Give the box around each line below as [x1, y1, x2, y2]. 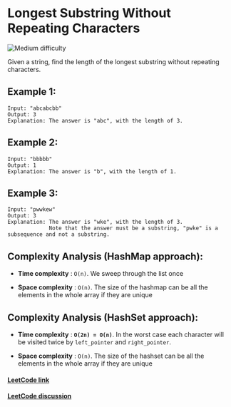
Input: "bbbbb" [7, 155, 53, 163]
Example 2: [7, 137, 58, 149]
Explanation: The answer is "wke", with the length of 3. [7, 219, 183, 226]
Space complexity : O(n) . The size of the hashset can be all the [17, 351, 205, 360]
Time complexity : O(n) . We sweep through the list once [17, 269, 184, 278]
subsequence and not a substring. [7, 231, 111, 238]
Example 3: [7, 187, 58, 199]
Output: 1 [7, 162, 37, 169]
